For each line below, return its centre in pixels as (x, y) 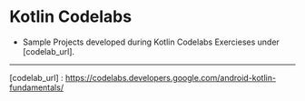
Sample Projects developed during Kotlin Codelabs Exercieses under (151, 42)
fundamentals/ (37, 87)
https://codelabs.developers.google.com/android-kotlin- (171, 77)
